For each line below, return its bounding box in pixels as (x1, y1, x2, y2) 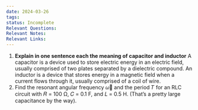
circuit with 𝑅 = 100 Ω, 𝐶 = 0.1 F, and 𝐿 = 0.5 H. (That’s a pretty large (14, 90, 181, 98)
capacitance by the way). (14, 97, 77, 104)
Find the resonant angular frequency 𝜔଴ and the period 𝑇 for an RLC (14, 84, 182, 90)
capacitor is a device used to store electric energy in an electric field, (14, 59, 184, 66)
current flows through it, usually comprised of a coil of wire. (14, 77, 161, 85)
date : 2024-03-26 (6, 8, 49, 15)
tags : (6, 14, 20, 20)
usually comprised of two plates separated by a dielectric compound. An (14, 65, 193, 72)
